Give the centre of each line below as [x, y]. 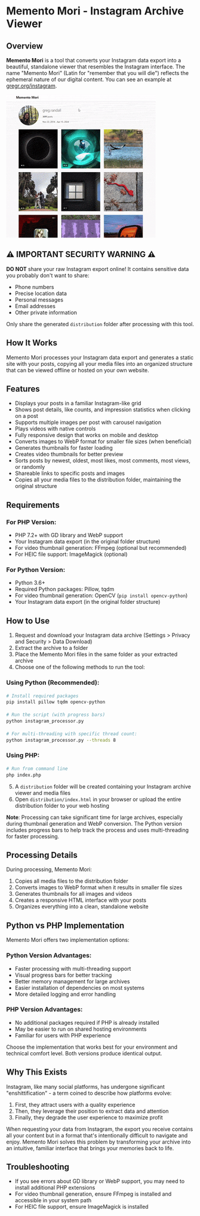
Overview [25, 46]
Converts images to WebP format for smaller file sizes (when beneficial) [103, 441]
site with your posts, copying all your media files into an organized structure [99, 363]
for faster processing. [33, 836]
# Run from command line [37, 769]
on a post [27, 416]
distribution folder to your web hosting [62, 805]
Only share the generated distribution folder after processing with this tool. [100, 324]
